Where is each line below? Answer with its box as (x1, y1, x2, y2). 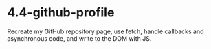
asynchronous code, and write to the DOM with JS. (7, 34, 152, 42)
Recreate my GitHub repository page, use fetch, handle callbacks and (7, 27, 204, 35)
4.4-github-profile (7, 5, 115, 20)
